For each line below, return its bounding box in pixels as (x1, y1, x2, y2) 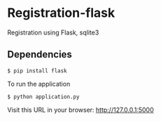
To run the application (7, 79, 71, 88)
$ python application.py (7, 93, 80, 100)
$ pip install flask (7, 67, 68, 75)
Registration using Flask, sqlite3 (7, 28, 99, 37)
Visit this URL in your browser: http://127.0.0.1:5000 (7, 106, 154, 114)
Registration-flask (7, 5, 115, 21)
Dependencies (7, 49, 72, 60)
